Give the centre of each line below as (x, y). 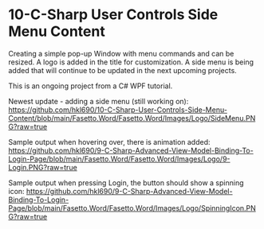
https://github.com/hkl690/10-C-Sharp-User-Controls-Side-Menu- (118, 110)
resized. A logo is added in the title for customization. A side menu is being (131, 62)
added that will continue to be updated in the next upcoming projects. (122, 70)
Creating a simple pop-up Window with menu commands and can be (121, 53)
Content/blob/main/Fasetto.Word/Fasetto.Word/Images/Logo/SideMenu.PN (132, 118)
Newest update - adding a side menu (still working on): (99, 101)
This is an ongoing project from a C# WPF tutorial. (91, 86)
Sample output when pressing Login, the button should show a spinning (126, 182)
